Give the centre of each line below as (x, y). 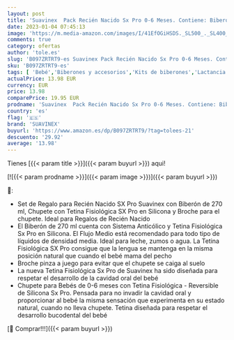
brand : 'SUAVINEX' (34, 124)
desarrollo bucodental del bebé (62, 316)
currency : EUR (28, 85)
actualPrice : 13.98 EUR (42, 79)
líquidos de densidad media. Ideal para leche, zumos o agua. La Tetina (118, 241)
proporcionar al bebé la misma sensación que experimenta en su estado (121, 300)
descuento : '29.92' (36, 137)
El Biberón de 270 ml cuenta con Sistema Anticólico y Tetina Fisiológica (120, 226)
